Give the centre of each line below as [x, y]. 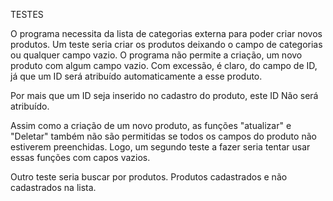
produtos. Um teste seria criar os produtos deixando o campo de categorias [166, 44]
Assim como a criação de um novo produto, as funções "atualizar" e [151, 125]
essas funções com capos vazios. [80, 157]
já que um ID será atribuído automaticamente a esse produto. [136, 76]
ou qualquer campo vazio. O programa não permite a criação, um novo [156, 55]
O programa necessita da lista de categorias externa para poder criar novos [166, 33]
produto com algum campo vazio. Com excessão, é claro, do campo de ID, [164, 65]
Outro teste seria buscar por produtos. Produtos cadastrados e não [149, 177]
